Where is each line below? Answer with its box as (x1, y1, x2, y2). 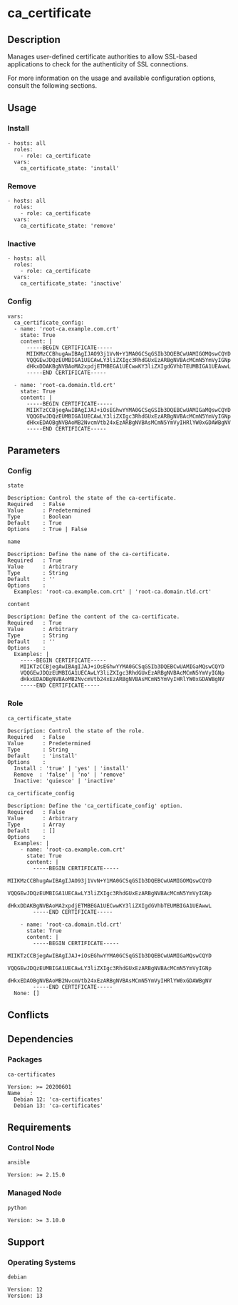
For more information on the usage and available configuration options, (7, 74, 216, 82)
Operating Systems (7, 1257, 76, 1267)
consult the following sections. (7, 81, 98, 90)
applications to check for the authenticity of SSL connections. (7, 60, 189, 69)
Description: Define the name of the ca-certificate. (7, 551, 171, 558)
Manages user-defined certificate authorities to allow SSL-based (7, 52, 197, 61)
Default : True (7, 520, 62, 527)
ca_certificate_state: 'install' (20, 164, 120, 172)
